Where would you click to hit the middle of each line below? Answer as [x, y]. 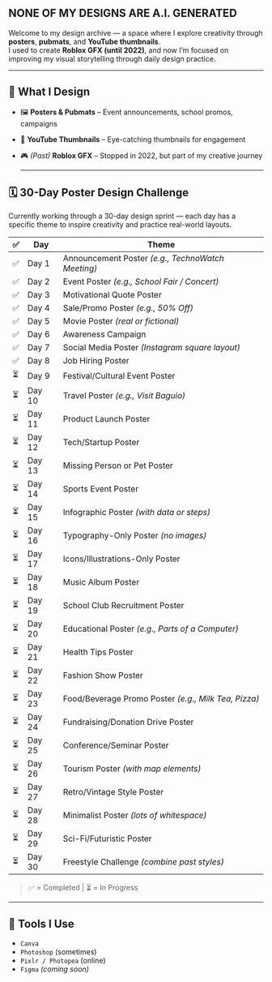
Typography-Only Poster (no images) [135, 536]
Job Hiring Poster [96, 361]
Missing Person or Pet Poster [118, 465]
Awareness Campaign [104, 334]
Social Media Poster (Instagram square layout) [151, 348]
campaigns [39, 123]
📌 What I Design [49, 92]
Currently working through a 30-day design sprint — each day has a [122, 216]
